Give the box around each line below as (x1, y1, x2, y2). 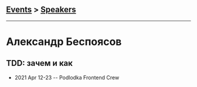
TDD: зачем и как (6, 58, 73, 68)
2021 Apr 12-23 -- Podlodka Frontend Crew (14, 73, 120, 81)
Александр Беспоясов (6, 35, 122, 48)
